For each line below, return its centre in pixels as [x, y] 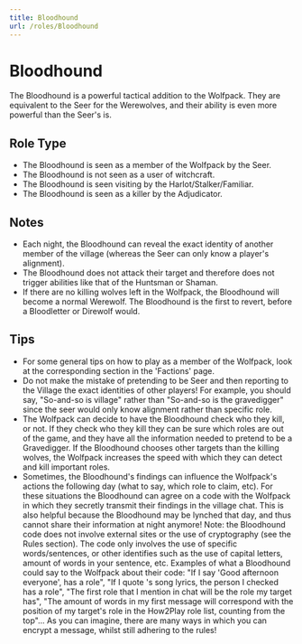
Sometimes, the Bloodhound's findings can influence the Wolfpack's [150, 476]
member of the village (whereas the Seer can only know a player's [146, 254]
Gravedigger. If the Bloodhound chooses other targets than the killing [151, 447]
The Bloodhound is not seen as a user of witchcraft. [119, 175]
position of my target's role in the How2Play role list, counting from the [154, 611]
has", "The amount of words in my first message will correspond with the [158, 601]
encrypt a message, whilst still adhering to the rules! [119, 630]
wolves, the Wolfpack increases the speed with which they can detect [152, 457]
